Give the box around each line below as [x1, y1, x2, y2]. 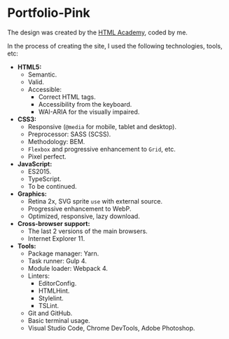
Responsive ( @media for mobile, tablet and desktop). [27, 122, 177, 131]
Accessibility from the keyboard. [38, 100, 132, 108]
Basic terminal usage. [27, 316, 90, 324]
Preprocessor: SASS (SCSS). [27, 130, 111, 138]
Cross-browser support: [17, 219, 90, 227]
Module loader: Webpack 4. [27, 264, 109, 272]
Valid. [27, 77, 44, 86]
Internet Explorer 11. [27, 234, 85, 243]
